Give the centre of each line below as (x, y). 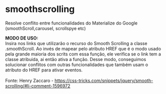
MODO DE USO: (22, 38)
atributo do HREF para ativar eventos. (44, 70)
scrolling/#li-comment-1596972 (38, 85)
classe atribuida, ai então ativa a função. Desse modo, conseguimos (76, 59)
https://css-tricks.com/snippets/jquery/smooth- (104, 80)
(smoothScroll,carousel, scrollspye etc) (46, 28)
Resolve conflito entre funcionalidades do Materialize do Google (71, 23)
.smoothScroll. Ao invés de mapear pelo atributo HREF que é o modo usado (83, 48)
